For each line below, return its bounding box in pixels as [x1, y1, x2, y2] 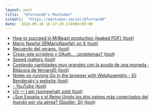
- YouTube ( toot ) [12, 83, 47, 89]
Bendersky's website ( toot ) [12, 78, 69, 84]
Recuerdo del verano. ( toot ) [12, 46, 70, 52]
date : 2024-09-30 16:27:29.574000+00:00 [5, 21, 93, 27]
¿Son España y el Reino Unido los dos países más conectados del [12, 94, 148, 100]
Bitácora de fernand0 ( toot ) [12, 67, 69, 73]
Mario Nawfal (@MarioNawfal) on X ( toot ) [12, 41, 99, 47]
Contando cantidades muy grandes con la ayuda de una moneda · [12, 62, 149, 68]
